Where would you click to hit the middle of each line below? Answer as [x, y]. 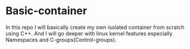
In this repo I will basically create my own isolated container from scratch [95, 27]
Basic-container [46, 11]
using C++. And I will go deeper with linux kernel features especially [89, 33]
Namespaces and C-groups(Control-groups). [61, 40]
